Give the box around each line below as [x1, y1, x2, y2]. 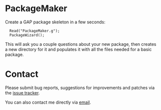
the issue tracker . [5, 90, 40, 95]
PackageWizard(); [9, 33, 45, 37]
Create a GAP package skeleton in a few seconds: [5, 19, 106, 25]
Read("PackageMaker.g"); [9, 28, 60, 33]
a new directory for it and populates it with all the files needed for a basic [5, 46, 152, 52]
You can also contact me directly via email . [5, 99, 91, 105]
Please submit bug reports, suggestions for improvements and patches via [5, 85, 155, 91]
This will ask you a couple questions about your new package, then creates [5, 41, 157, 47]
